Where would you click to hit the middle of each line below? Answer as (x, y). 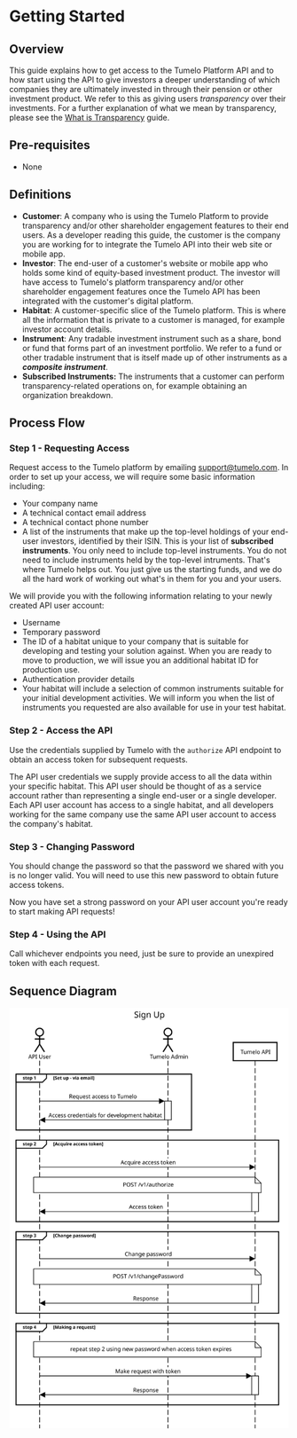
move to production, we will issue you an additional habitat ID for (140, 660)
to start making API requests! (62, 911)
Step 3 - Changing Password (72, 846)
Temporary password (61, 633)
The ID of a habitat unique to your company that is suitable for (135, 641)
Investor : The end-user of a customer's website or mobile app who (145, 263)
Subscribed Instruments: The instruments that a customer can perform (153, 376)
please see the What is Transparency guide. (90, 118)
